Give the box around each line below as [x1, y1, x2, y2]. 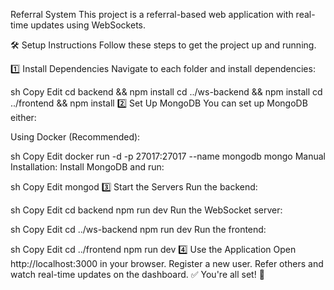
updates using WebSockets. [30, 19, 146, 31]
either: [10, 112, 37, 123]
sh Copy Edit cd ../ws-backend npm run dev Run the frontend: [10, 224, 267, 235]
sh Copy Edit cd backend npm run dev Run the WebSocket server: [10, 204, 283, 216]
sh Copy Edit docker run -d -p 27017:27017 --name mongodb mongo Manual [10, 150, 326, 162]
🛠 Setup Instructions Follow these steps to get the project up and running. [10, 39, 317, 51]
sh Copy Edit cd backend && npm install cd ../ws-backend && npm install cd [10, 86, 323, 98]
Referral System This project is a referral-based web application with [10, 9, 294, 20]
